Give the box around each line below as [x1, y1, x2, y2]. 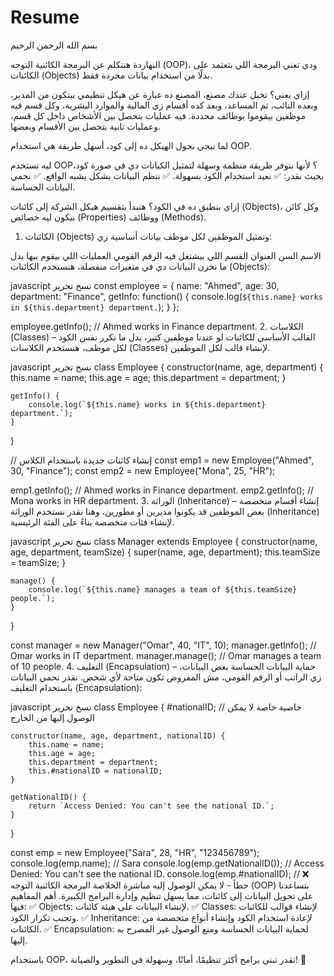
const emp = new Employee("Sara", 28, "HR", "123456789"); [10, 846, 260, 858]
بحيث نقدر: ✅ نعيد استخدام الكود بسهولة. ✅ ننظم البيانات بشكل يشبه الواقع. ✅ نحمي [10, 169, 325, 181]
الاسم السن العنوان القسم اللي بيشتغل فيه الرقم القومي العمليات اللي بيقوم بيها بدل [10, 249, 322, 261]
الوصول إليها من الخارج [10, 711, 96, 723]
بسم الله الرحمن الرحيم [10, 39, 98, 51]
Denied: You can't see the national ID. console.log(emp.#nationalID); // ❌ [10, 867, 310, 880]
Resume [10, 6, 80, 29]
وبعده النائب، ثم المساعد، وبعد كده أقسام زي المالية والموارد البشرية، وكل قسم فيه [10, 99, 318, 111]
